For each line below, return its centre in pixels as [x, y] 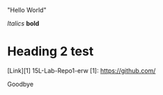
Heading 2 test [51, 52]
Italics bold [23, 23]
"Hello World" [27, 10]
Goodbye [20, 84]
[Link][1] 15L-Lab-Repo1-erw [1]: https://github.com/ [81, 70]
